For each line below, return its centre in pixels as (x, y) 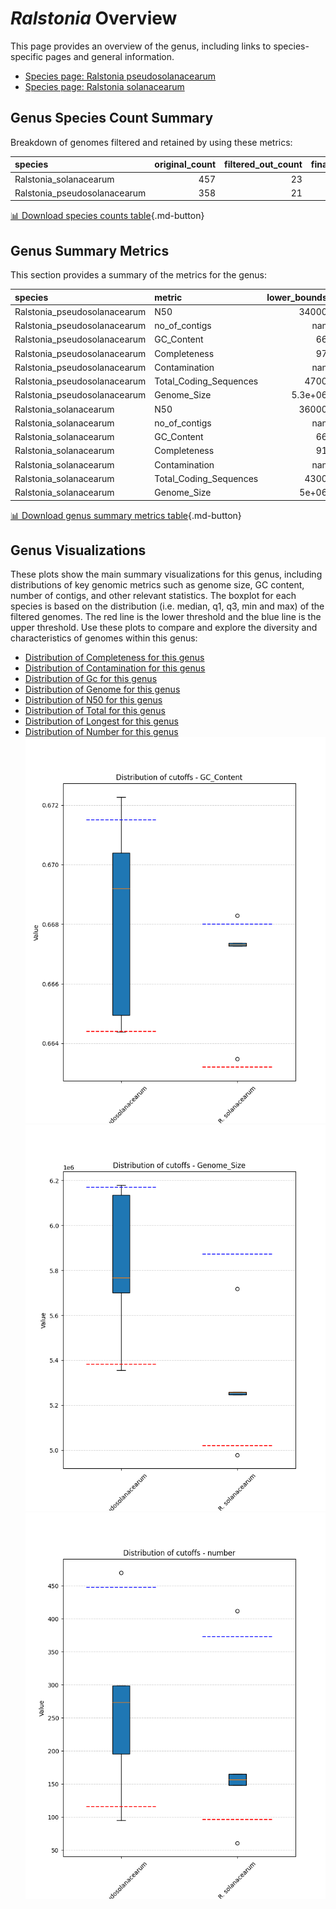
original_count (185, 164)
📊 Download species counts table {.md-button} (107, 216)
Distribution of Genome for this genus (102, 689)
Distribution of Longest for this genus (101, 721)
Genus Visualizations (78, 550)
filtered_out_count (263, 164)
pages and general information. (110, 56)
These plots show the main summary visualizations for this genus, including (166, 574)
